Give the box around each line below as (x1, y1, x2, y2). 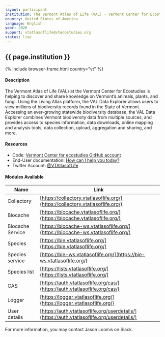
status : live (5, 35, 32, 40)
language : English (5, 21, 43, 26)
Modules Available (5, 174, 44, 180)
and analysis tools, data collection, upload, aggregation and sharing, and (5, 124, 152, 130)
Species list (7, 269, 34, 276)
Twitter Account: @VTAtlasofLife (12, 163, 79, 169)
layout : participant (5, 7, 48, 12)
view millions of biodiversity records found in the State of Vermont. (5, 104, 140, 110)
